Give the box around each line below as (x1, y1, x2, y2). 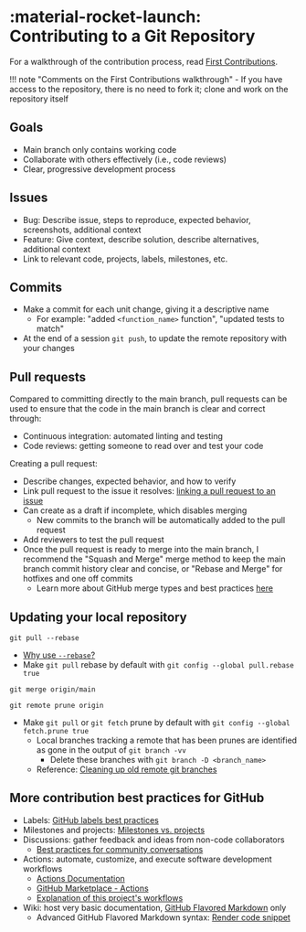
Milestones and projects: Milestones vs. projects (22, 824, 206, 835)
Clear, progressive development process (22, 163, 176, 175)
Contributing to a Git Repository (9, 26, 256, 47)
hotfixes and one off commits (22, 573, 133, 584)
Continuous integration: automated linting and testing (22, 431, 224, 442)
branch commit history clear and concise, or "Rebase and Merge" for (22, 563, 283, 574)
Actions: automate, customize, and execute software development (22, 853, 272, 864)
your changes (22, 343, 75, 354)
